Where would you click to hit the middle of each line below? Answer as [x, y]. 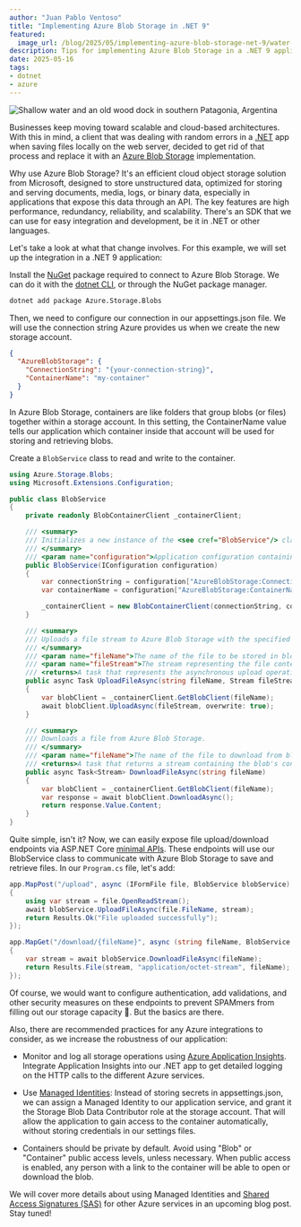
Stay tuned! [30, 1213]
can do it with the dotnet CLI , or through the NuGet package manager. [138, 284]
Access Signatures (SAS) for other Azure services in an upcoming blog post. [150, 1204]
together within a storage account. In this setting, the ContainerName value [148, 422]
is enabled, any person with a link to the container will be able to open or [156, 1167]
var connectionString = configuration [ [116, 582]
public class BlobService [57, 499]
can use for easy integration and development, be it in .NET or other [135, 221]
